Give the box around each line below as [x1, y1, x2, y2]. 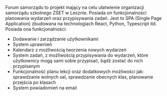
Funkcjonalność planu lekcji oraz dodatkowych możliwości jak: [12, 68, 144, 75]
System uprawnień [12, 41, 52, 47]
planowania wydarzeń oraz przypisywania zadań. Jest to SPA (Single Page [5, 15, 162, 21]
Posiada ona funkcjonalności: [5, 26, 67, 32]
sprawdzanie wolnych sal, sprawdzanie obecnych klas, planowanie [12, 74, 154, 80]
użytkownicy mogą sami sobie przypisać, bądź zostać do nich [12, 58, 144, 63]
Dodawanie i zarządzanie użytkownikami [12, 36, 99, 42]
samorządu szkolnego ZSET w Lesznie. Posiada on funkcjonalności [5, 10, 147, 16]
